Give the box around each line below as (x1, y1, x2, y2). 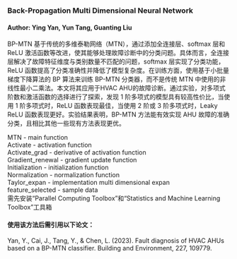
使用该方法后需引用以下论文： (7, 220, 94, 229)
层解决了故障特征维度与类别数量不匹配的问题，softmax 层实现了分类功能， (7, 57, 225, 66)
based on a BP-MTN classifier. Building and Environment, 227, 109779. (7, 244, 212, 253)
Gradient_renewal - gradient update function (7, 156, 137, 164)
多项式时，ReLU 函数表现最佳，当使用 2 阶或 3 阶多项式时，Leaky (25, 102, 218, 110)
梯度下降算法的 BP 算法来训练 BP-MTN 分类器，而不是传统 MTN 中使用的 (7, 75, 221, 83)
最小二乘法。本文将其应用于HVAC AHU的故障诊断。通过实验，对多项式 (19, 84, 226, 92)
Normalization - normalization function (7, 171, 120, 179)
